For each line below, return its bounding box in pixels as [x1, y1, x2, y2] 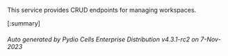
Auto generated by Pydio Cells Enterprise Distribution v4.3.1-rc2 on [7, 35, 199, 44]
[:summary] [7, 19, 40, 27]
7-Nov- [200, 35, 221, 44]
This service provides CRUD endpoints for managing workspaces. [7, 6, 197, 14]
